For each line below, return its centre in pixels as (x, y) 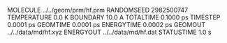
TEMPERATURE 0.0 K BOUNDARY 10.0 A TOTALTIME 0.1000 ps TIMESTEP (114, 17)
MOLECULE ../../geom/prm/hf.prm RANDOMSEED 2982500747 (98, 10)
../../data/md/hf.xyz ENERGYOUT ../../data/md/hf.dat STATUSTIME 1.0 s (109, 32)
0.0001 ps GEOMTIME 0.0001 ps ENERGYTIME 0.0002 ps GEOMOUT (107, 25)
